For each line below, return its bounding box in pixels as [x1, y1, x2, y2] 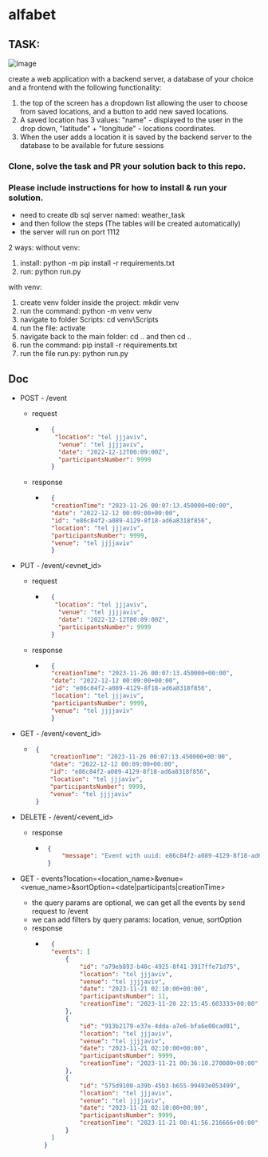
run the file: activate [19, 323, 86, 333]
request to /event [31, 907, 89, 916]
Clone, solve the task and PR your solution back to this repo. [8, 160, 246, 171]
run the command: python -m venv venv [19, 306, 152, 316]
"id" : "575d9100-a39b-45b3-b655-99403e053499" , [79, 1082, 241, 1090]
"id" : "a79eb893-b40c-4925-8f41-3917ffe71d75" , [79, 963, 241, 971]
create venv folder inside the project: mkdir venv [19, 298, 179, 307]
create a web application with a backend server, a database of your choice [8, 74, 254, 83]
